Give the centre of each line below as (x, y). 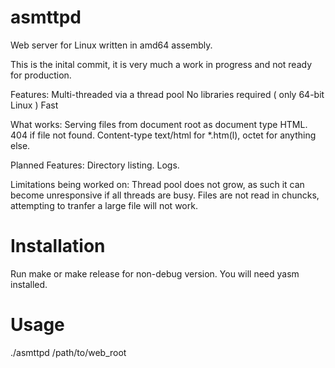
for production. (41, 75)
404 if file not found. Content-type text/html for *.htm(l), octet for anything (163, 135)
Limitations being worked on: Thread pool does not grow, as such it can (157, 184)
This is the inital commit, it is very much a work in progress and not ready (161, 64)
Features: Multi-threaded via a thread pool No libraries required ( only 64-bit (167, 94)
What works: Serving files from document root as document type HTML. (159, 124)
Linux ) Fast (34, 105)
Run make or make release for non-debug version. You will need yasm (155, 273)
